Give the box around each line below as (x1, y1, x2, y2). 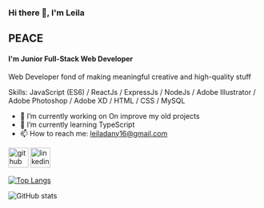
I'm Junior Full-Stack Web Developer (8, 53, 134, 63)
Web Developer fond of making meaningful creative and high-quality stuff (8, 72, 252, 81)
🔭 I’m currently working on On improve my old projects (19, 111, 200, 120)
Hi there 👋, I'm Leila (8, 7, 86, 18)
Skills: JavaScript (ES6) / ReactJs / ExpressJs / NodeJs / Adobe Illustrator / (8, 87, 256, 96)
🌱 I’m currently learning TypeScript (19, 120, 135, 129)
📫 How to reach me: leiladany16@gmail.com (19, 128, 168, 138)
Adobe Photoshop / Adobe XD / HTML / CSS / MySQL (8, 96, 186, 105)
